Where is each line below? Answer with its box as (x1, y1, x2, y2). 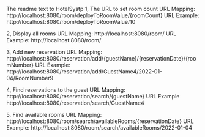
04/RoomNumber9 (6, 75, 54, 81)
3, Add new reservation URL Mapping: (6, 48, 103, 56)
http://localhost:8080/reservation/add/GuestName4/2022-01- (6, 68, 163, 75)
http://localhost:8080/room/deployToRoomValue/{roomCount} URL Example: (6, 12, 199, 19)
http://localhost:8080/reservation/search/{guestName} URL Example (6, 93, 180, 100)
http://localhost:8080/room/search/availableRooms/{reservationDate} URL (6, 117, 194, 125)
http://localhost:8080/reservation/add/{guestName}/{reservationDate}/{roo (6, 55, 196, 62)
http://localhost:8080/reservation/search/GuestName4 (6, 99, 145, 106)
